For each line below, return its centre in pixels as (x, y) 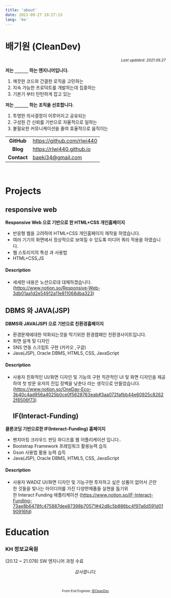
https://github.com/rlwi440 (65, 141)
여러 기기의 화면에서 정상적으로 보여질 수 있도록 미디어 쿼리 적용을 (78, 240)
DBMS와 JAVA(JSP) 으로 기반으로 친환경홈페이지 (55, 324)
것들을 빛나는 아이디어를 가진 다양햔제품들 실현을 (66, 488)
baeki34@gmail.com (58, 157)
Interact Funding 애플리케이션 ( (50, 495)
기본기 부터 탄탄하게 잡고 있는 (42, 94)
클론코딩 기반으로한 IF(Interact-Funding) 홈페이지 (55, 429)
